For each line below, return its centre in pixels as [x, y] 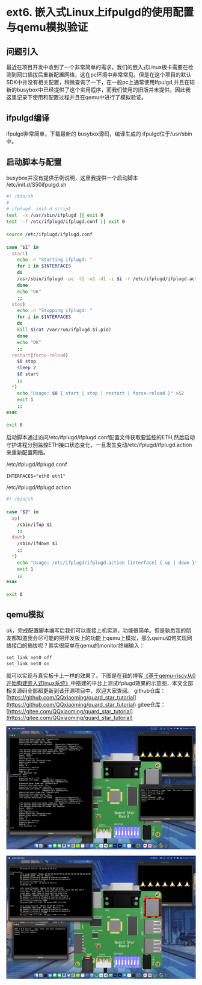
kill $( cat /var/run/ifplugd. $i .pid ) [64, 330]
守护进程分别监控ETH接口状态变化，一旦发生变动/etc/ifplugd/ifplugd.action [99, 445]
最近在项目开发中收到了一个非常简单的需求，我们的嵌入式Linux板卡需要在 [97, 67]
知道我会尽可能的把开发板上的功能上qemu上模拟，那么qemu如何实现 [102, 638]
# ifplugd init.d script [38, 209]
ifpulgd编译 [28, 118]
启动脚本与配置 [34, 162]
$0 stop [26, 361]
